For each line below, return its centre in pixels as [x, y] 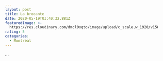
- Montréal [20, 41]
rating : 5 [15, 32]
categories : [17, 37]
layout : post [18, 9]
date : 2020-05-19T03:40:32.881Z [38, 18]
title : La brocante [25, 14]
